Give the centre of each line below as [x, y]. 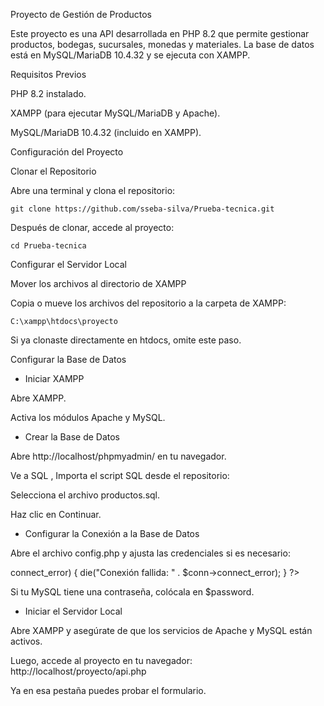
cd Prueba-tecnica [48, 246]
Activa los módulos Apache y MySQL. [88, 417]
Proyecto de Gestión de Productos [81, 14]
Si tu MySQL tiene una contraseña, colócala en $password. [132, 592]
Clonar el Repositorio [53, 171]
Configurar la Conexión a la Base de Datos [112, 533]
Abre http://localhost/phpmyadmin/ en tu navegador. [118, 456]
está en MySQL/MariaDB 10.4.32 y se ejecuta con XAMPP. [130, 55]
